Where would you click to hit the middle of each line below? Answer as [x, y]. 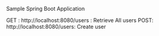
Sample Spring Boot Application [46, 9]
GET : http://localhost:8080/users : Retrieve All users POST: [80, 20]
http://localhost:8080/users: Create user [56, 27]
